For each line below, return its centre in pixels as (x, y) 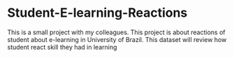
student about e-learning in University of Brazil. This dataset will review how (117, 39)
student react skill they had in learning (62, 47)
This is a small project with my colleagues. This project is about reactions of (116, 32)
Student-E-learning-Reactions (97, 13)
